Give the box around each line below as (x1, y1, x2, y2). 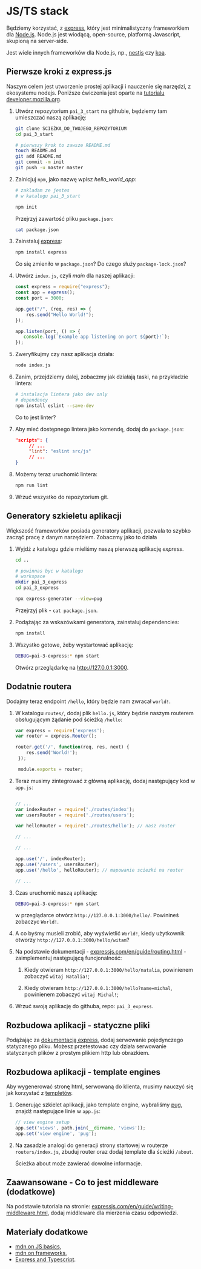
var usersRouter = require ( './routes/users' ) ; (15, 812, 135, 818)
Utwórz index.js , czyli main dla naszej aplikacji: (15, 272, 135, 280)
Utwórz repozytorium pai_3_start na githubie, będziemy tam (15, 107, 168, 115)
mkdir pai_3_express (15, 579, 67, 585)
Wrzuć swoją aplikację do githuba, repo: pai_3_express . (15, 1003, 154, 1010)
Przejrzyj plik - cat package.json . (15, 607, 98, 614)
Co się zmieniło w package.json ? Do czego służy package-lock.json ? (15, 260, 186, 268)
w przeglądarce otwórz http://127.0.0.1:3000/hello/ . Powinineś (15, 912, 179, 919)
